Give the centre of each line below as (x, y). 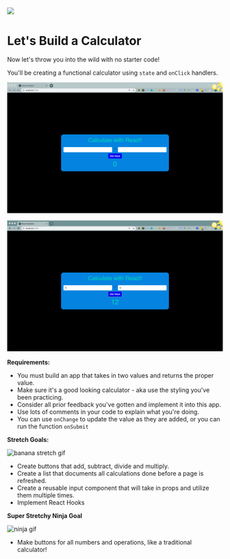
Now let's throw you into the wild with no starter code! (84, 60)
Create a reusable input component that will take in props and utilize (113, 488)
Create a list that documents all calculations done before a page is (110, 473)
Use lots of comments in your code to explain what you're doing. (108, 412)
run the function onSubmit (53, 426)
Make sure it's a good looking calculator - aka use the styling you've (113, 390)
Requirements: (28, 362)
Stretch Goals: (28, 439)
